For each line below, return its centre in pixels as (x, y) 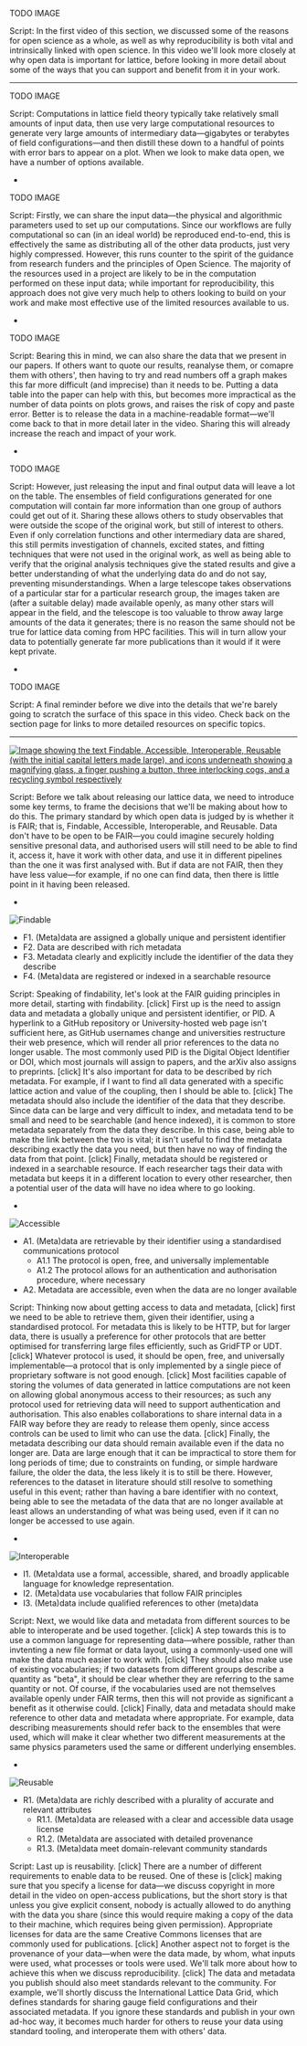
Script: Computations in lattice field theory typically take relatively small (144, 114)
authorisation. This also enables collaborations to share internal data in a (146, 1414)
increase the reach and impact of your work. (93, 433)
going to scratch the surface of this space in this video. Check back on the (150, 714)
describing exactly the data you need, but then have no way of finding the (148, 1149)
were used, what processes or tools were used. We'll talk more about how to (153, 1963)
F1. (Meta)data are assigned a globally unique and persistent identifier (154, 937)
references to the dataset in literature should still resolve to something (141, 1482)
